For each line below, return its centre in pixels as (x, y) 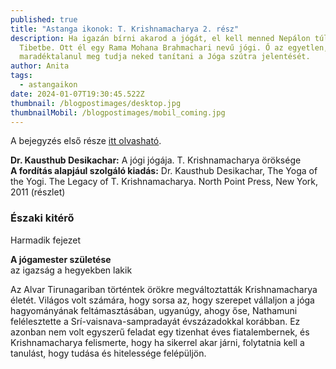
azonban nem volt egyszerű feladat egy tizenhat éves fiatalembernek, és (160, 332)
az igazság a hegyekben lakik (71, 270)
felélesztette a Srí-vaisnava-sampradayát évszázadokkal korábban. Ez (155, 321)
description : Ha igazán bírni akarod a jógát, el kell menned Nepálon (160, 38)
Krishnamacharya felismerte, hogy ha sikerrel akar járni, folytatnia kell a (157, 342)
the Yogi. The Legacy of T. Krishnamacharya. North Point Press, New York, (164, 182)
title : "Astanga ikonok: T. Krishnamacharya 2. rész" (125, 29)
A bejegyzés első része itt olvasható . (86, 141)
